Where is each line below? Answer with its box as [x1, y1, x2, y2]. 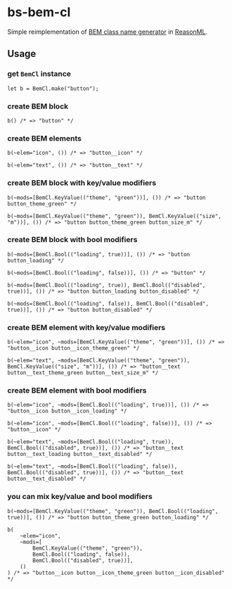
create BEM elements [7, 133, 82, 143]
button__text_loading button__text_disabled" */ [7, 451, 153, 458]
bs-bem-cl [7, 4, 71, 20]
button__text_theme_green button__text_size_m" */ [7, 369, 159, 376]
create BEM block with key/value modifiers [7, 178, 157, 188]
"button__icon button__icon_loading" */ [7, 407, 128, 415]
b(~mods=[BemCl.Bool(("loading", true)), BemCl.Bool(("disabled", [7, 281, 206, 289]
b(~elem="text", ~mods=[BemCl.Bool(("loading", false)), [7, 463, 178, 470]
